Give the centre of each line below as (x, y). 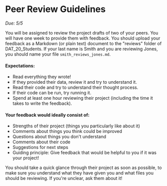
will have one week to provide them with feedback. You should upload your (83, 38)
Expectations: (20, 66)
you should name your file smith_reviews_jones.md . (58, 54)
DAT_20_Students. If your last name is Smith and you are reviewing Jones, (81, 49)
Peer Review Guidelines (55, 9)
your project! (26, 158)
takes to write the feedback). (42, 103)
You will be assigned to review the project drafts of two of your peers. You (82, 33)
